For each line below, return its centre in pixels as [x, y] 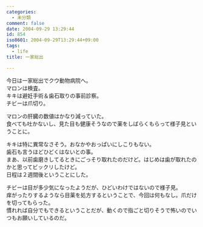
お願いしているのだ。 [43, 218]
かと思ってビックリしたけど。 [43, 167]
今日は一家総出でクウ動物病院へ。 [49, 80]
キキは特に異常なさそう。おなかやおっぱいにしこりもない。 [81, 144]
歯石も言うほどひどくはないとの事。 [52, 152]
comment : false [25, 23]
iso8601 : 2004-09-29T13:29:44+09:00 [52, 40]
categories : [21, 12]
